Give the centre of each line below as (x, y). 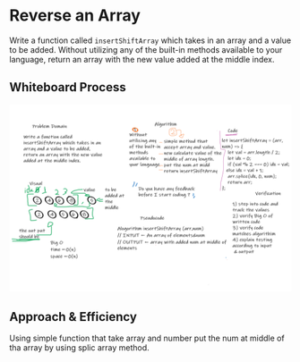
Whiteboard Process (68, 87)
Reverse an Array (75, 16)
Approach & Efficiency (73, 317)
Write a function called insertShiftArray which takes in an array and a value (150, 40)
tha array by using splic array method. (79, 348)
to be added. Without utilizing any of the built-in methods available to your (146, 49)
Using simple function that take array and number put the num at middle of (147, 338)
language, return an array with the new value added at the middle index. (142, 59)
